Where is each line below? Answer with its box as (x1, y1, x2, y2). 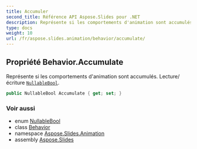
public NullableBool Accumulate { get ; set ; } (6, 90, 122, 96)
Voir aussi (6, 104, 35, 112)
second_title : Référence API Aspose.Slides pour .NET (6, 14, 141, 20)
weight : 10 (6, 30, 33, 36)
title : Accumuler (6, 8, 49, 15)
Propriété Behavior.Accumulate (6, 57, 124, 67)
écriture (6, 79, 25, 86)
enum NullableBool (14, 117, 60, 124)
